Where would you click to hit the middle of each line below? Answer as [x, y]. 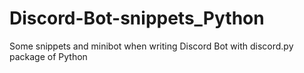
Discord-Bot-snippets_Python [137, 18]
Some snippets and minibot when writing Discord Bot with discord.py [151, 46]
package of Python [48, 56]
